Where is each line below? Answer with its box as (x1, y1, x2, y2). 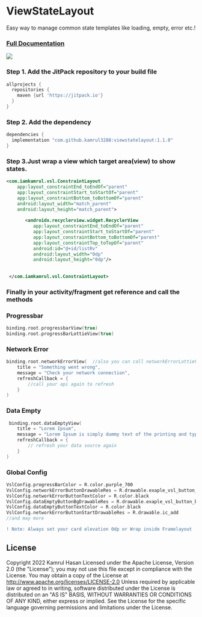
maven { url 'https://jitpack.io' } (17, 92, 103, 99)
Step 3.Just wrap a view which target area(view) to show (6, 157, 176, 165)
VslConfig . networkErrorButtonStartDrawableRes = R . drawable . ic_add (6, 510, 179, 516)
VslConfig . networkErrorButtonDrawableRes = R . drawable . (6, 487, 149, 493)
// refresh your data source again (28, 443, 117, 449)
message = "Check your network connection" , (17, 369, 130, 376)
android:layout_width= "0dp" (32, 251, 103, 257)
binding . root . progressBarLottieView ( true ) (6, 330, 114, 337)
